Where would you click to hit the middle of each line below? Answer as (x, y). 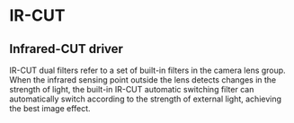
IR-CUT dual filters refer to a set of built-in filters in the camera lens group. (147, 70)
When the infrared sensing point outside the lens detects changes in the (143, 80)
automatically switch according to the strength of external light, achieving (145, 99)
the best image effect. (50, 108)
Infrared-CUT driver (67, 49)
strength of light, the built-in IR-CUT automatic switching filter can (132, 89)
